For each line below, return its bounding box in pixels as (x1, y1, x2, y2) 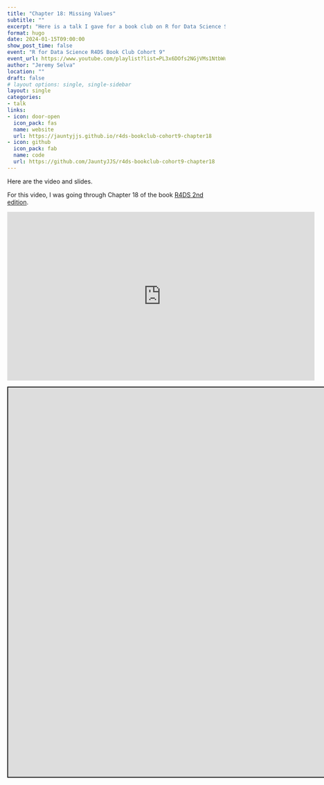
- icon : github (7, 139, 51, 146)
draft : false (7, 74, 45, 82)
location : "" (7, 68, 45, 75)
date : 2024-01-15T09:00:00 (7, 36, 85, 43)
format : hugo (7, 29, 45, 37)
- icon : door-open (7, 113, 60, 120)
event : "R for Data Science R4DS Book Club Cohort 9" (7, 49, 166, 56)
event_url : (7, 55, 39, 62)
